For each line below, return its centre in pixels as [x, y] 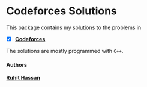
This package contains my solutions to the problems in [74, 27]
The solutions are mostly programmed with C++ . [65, 51]
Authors [17, 64]
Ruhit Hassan [23, 78]
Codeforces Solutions [61, 11]
